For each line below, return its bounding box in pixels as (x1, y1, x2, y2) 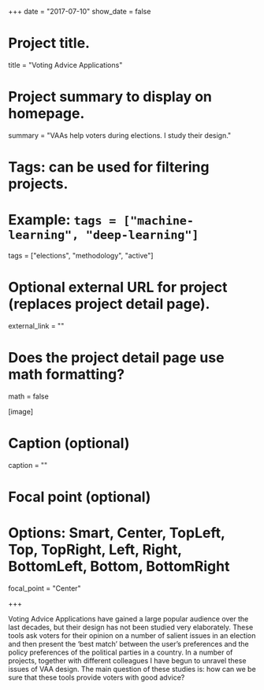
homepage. (8, 105, 85, 123)
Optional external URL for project (8, 279, 228, 296)
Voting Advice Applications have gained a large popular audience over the (8, 614, 249, 623)
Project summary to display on (8, 88, 213, 106)
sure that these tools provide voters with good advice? (8, 673, 185, 682)
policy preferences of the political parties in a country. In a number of (8, 647, 233, 657)
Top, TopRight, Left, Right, (8, 541, 183, 558)
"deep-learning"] (85, 228, 199, 243)
